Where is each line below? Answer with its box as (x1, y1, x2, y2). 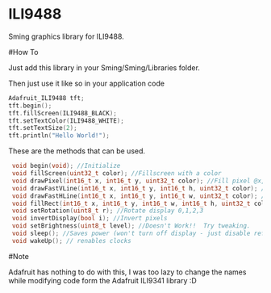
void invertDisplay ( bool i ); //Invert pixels (11, 215, 168, 223)
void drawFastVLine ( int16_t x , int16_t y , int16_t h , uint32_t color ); (11, 184, 258, 192)
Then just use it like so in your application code (8, 78, 165, 88)
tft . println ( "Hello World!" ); (8, 132, 110, 140)
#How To (8, 47, 39, 57)
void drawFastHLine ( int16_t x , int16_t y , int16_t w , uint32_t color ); (11, 191, 258, 200)
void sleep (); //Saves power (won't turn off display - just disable (11, 229, 251, 238)
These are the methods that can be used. (8, 146, 146, 156)
